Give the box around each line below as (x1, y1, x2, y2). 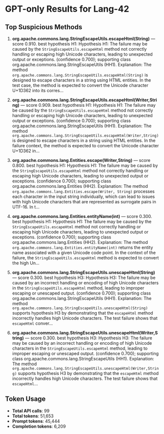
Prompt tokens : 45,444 (12, 418, 60, 424)
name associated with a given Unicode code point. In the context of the (12, 250, 156, 256)
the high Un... (12, 260, 40, 266)
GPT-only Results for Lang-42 (5, 3, 129, 15)
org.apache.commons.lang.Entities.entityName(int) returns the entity (12, 245, 153, 250)
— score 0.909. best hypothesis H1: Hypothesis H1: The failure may (20, 102, 156, 108)
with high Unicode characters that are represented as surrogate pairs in (12, 199, 156, 204)
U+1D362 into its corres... (12, 88, 64, 93)
